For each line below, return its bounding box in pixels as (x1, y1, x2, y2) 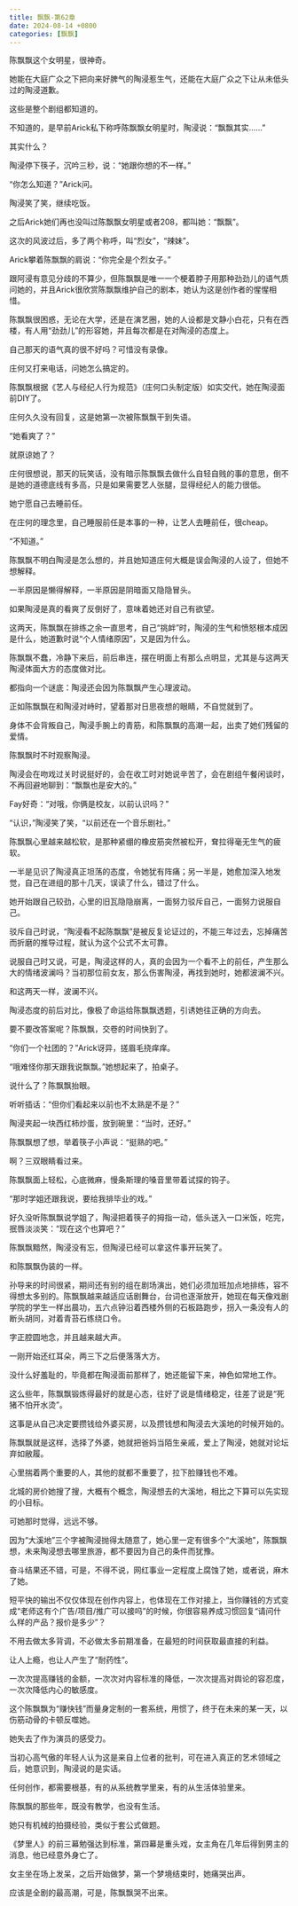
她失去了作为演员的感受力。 (9, 1733, 111, 1744)
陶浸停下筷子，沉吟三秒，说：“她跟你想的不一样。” (9, 161, 192, 171)
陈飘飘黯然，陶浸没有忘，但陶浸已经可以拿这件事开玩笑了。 (9, 1243, 227, 1253)
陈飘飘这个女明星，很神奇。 (9, 55, 111, 66)
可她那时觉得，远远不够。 (9, 1516, 103, 1526)
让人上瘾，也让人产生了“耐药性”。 (9, 1655, 133, 1666)
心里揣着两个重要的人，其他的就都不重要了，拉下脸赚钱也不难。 (9, 1467, 242, 1478)
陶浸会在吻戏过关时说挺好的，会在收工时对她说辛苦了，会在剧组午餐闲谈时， (9, 769, 289, 780)
